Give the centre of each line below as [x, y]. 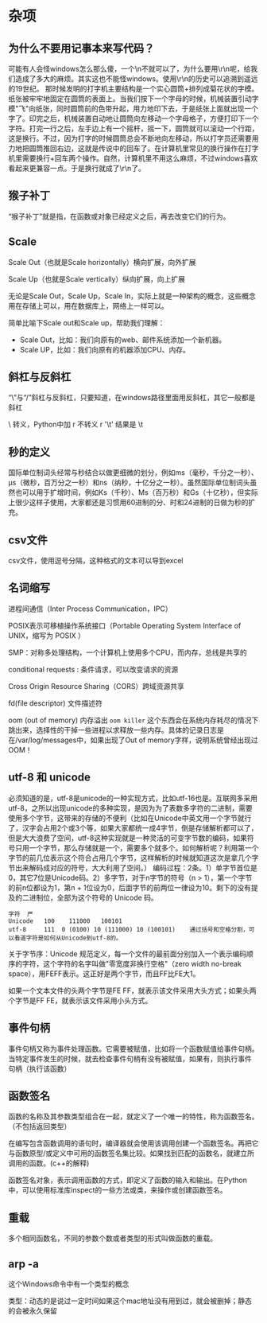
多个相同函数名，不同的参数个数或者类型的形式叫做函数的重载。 [112, 1239]
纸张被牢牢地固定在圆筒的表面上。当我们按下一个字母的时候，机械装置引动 [130, 99]
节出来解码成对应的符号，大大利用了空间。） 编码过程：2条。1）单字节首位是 [133, 867]
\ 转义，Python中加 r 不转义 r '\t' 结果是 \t [76, 424]
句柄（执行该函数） [40, 1068]
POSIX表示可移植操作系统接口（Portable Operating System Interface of [125, 625]
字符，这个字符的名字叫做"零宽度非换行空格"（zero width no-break [132, 963]
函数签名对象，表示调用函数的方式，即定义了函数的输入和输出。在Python [128, 1180]
